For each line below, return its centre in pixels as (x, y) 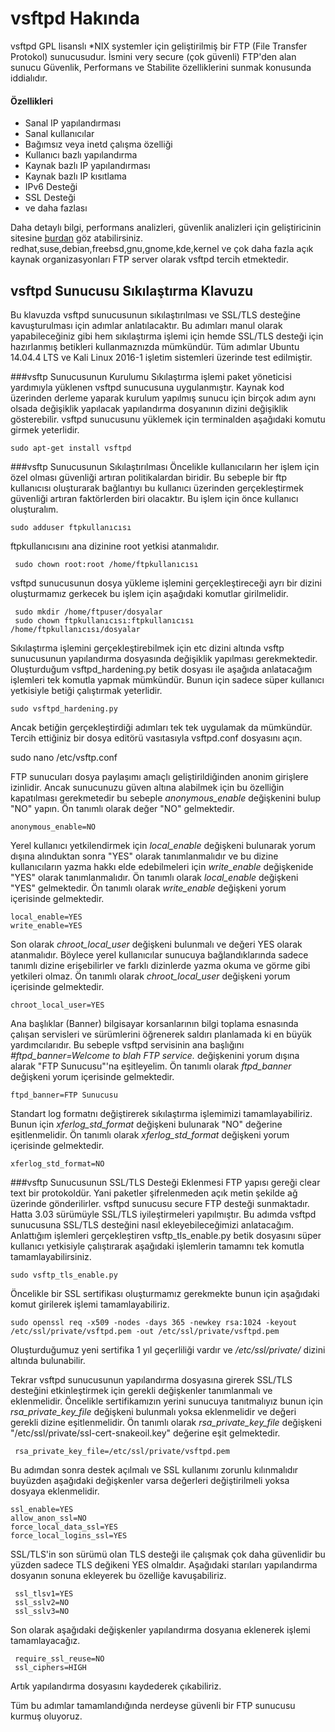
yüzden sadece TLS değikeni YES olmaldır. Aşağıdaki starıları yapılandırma (164, 1564)
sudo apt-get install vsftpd (71, 448)
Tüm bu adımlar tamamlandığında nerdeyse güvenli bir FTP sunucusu (153, 1705)
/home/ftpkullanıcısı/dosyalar (75, 629)
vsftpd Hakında (75, 18)
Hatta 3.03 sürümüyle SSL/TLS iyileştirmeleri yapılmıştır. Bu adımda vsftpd (163, 1214)
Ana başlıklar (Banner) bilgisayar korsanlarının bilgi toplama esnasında (154, 1023)
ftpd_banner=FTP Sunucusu (64, 1095)
